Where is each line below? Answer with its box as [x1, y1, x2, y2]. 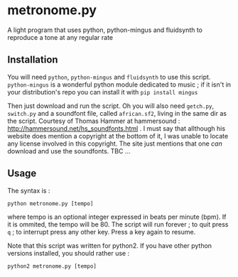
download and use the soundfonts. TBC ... [7, 146, 131, 155]
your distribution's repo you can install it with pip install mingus [7, 87, 198, 96]
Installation [7, 54, 58, 66]
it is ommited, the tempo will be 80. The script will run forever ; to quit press [7, 219, 229, 229]
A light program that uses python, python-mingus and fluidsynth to [7, 26, 203, 34]
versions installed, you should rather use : [7, 249, 130, 257]
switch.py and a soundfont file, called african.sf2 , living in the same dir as [7, 109, 227, 117]
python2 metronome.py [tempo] [7, 262, 97, 270]
